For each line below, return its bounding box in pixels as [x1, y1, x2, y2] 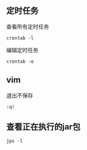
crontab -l [6, 35, 34, 41]
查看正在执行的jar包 [6, 122, 81, 132]
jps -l [6, 138, 23, 144]
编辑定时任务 [6, 46, 38, 53]
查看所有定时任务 [6, 23, 49, 30]
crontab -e [6, 58, 34, 65]
